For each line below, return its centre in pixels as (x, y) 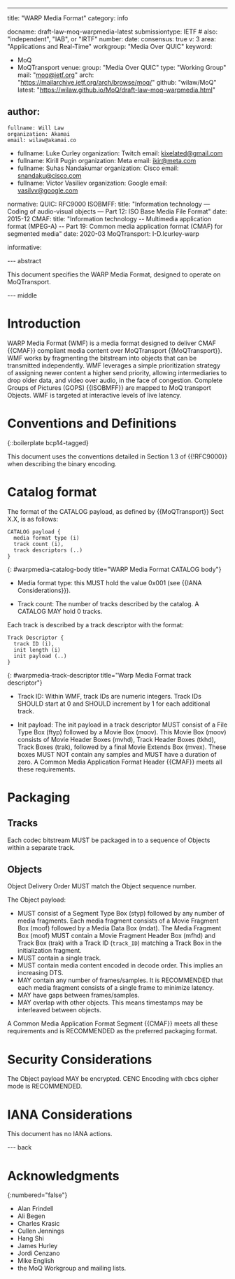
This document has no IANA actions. (60, 1134)
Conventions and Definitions (92, 423)
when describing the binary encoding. (62, 463)
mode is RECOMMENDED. (45, 1086)
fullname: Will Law (36, 128)
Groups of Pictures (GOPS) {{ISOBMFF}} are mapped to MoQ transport (109, 387)
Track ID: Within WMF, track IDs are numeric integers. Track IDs (109, 696)
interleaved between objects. (59, 1010)
